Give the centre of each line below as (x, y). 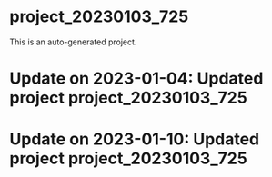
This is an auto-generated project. (73, 42)
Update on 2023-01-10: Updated (135, 139)
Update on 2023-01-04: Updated (136, 79)
